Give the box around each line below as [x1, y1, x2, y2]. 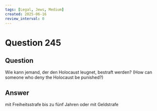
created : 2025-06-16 [5, 12, 47, 17]
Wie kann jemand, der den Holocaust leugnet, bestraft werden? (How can [5, 69, 152, 75]
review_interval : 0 [5, 16, 45, 21]
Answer [5, 89, 30, 97]
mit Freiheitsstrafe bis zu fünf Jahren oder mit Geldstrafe [5, 102, 119, 108]
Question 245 [5, 37, 62, 48]
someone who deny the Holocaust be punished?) [5, 74, 104, 80]
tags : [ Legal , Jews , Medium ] [5, 7, 64, 12]
